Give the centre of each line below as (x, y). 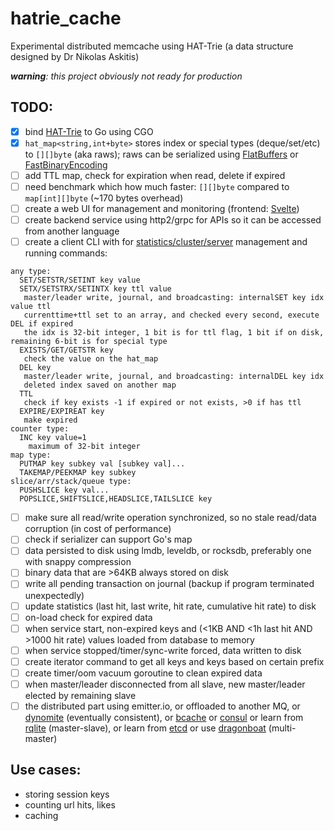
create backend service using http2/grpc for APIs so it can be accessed (173, 220)
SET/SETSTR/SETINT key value (80, 280)
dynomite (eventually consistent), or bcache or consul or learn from (164, 717)
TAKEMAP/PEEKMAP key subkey (78, 473)
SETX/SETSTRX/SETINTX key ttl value (95, 289)
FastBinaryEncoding (66, 164)
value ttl (31, 307)
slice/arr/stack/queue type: (71, 482)
